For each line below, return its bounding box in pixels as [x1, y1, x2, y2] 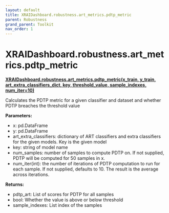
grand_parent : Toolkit [5, 22, 54, 27]
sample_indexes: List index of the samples [12, 202, 102, 208]
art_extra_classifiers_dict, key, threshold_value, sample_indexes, [5, 82, 147, 88]
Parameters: [5, 113, 32, 119]
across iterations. [12, 172, 50, 178]
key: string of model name [12, 144, 68, 151]
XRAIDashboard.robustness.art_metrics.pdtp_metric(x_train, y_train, [5, 76, 156, 82]
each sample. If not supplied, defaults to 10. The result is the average [12, 166, 159, 172]
